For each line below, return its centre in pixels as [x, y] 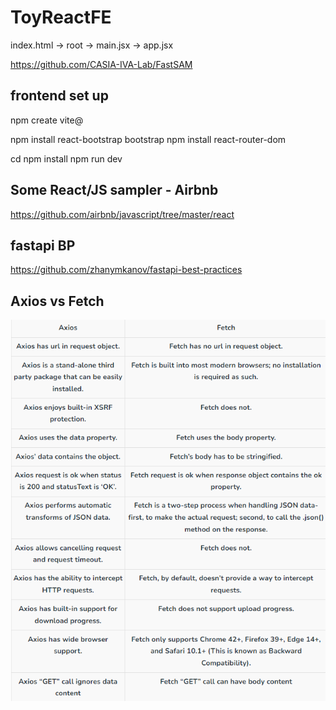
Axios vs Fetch [57, 301]
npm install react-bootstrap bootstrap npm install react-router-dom [148, 139]
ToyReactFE [61, 17]
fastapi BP [43, 245]
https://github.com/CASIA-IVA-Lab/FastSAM [101, 64]
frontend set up [59, 96]
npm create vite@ [47, 120]
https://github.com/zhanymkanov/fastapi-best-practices [126, 270]
